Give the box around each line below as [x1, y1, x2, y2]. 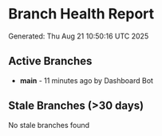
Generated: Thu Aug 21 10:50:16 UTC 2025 [8, 31, 149, 41]
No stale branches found [8, 120, 90, 130]
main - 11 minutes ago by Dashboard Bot [19, 75, 154, 85]
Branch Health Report [8, 5, 155, 23]
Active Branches [8, 54, 93, 68]
